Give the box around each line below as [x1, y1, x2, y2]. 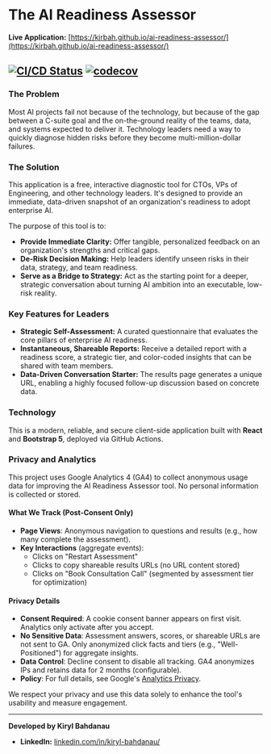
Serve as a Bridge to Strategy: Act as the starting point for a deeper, [19, 270, 248, 280]
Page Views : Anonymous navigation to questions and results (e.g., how [19, 526, 258, 536]
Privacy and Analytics [8, 454, 97, 465]
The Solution [8, 161, 60, 173]
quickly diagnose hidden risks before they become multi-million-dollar [8, 132, 242, 142]
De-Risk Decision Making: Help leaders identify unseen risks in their [19, 253, 249, 263]
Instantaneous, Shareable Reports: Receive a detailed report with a [19, 344, 248, 354]
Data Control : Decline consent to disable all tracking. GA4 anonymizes [19, 656, 255, 667]
